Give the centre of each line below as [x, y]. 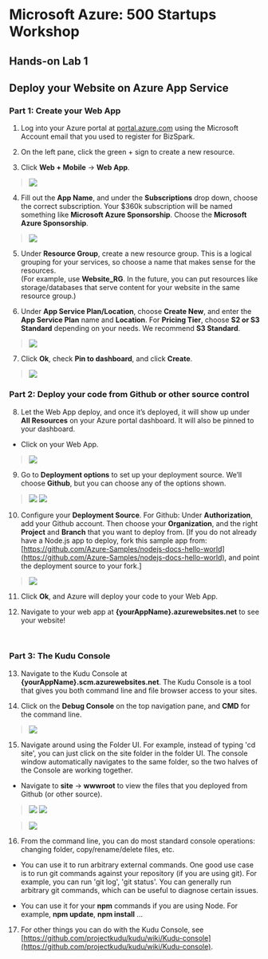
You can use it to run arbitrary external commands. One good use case [137, 865]
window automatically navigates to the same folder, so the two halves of [139, 761]
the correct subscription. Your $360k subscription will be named [126, 206]
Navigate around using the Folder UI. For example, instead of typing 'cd [138, 745]
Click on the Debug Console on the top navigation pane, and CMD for [135, 705]
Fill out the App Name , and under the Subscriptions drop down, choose [139, 198]
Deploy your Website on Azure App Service [119, 88]
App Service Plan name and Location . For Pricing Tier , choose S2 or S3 [140, 320]
